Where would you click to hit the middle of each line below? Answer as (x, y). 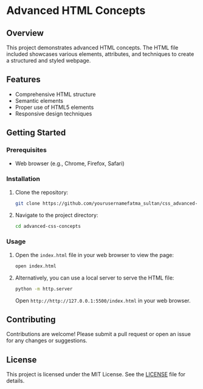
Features (23, 80)
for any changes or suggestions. (47, 340)
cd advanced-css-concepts (48, 226)
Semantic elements (39, 100)
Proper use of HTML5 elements (54, 107)
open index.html (36, 266)
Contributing (31, 319)
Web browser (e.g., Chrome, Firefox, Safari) (70, 163)
